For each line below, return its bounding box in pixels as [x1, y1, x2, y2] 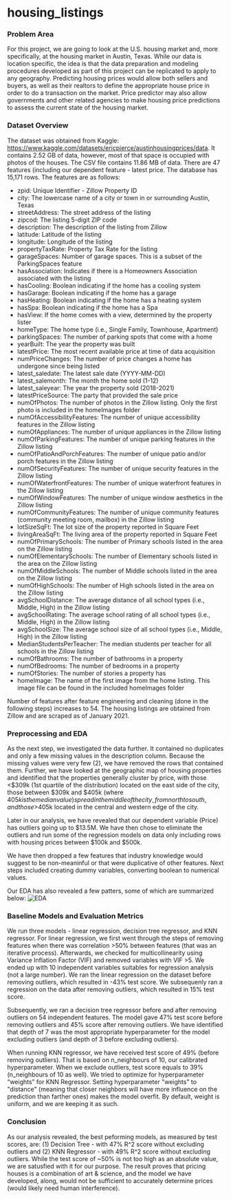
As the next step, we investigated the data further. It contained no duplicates [7, 745, 224, 753]
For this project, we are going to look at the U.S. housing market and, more [7, 45, 219, 53]
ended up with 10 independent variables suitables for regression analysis [7, 964, 214, 972]
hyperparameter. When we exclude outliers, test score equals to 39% [7, 1063, 204, 1072]
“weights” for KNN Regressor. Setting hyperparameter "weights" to [7, 1078, 197, 1086]
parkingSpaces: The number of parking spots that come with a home [16, 332, 213, 341]
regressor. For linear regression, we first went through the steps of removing [7, 934, 223, 942]
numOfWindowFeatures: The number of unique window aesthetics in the [16, 494, 223, 502]
